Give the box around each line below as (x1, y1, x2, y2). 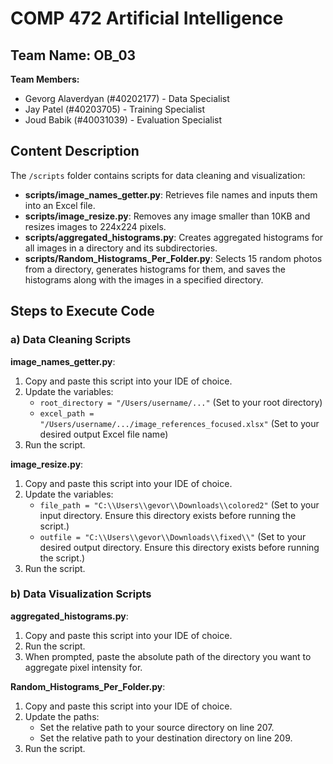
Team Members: (10, 73, 80, 85)
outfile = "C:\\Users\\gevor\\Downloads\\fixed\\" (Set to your (39, 530, 307, 542)
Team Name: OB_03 (10, 47, 137, 64)
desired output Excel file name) (39, 428, 169, 440)
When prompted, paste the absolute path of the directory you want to (24, 650, 312, 662)
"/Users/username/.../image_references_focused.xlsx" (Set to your (39, 417, 320, 429)
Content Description (10, 143, 140, 160)
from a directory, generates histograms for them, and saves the (24, 263, 286, 275)
